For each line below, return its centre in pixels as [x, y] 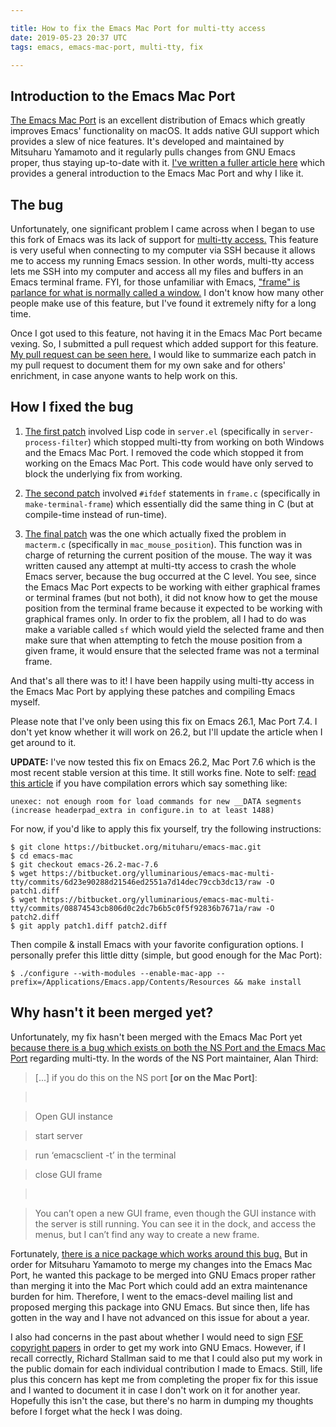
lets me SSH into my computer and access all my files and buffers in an [157, 271]
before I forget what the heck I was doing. [96, 1411]
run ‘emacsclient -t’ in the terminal [105, 1155]
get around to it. [43, 742]
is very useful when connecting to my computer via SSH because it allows [163, 250]
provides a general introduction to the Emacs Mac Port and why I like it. [157, 173]
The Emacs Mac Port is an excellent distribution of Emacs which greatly [158, 120]
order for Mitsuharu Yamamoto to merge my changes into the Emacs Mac [161, 1264]
